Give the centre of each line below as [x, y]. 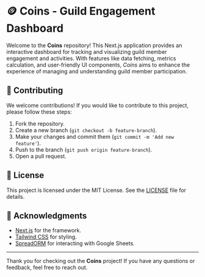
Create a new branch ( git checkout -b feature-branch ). [86, 130]
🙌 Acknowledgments [47, 216]
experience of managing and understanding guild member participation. [97, 71]
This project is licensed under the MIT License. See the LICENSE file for [96, 190]
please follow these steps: [39, 112]
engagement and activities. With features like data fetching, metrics [91, 58]
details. [16, 196]
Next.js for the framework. [48, 231]
